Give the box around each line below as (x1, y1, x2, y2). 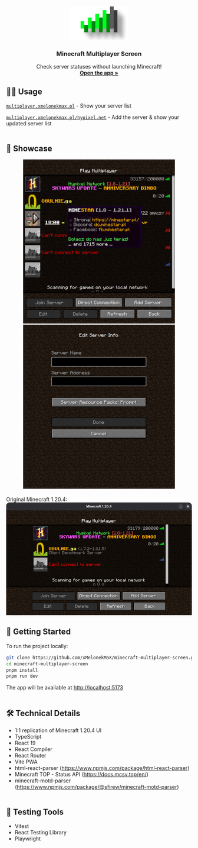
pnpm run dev (6, 674, 38, 679)
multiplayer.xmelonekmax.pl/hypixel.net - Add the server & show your (6, 114, 180, 121)
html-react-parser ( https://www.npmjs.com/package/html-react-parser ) (14, 765, 190, 772)
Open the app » (80, 69, 118, 76)
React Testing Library (14, 828, 67, 836)
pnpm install (6, 667, 38, 673)
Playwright (14, 835, 41, 842)
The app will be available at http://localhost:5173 (6, 684, 124, 691)
